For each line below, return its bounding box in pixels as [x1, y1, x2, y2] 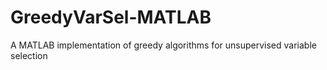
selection [10, 49, 48, 61]
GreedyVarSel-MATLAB [10, 6, 212, 29]
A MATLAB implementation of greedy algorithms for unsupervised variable [10, 39, 317, 51]
